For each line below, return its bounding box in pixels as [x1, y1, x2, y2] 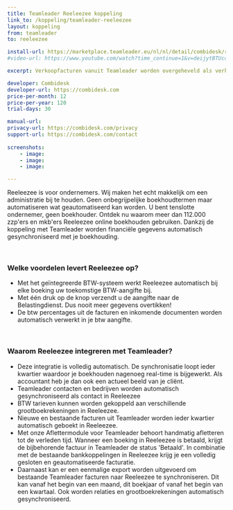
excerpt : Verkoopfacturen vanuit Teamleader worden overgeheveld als [7, 67, 213, 74]
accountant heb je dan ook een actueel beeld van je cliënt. [17, 377, 185, 385]
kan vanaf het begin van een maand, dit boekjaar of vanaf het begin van [17, 480, 223, 489]
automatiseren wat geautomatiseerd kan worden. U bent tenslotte [7, 203, 195, 211]
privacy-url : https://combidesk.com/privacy [7, 125, 138, 132]
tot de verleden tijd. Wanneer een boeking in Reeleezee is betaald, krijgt [17, 436, 223, 444]
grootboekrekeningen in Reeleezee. [17, 406, 119, 414]
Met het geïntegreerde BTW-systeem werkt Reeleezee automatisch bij [17, 279, 218, 288]
